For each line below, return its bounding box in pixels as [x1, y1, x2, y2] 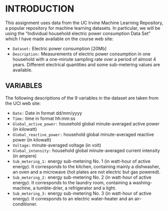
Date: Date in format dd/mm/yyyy [12, 110, 82, 116]
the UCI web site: [5, 100, 41, 106]
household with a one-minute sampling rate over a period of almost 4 [12, 56, 156, 62]
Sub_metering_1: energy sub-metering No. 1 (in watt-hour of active [12, 158, 151, 164]
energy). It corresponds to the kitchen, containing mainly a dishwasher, [12, 163, 160, 169]
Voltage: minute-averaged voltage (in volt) [12, 142, 102, 148]
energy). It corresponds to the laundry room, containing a [12, 179, 132, 185]
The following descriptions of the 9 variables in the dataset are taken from [5, 95, 159, 101]
